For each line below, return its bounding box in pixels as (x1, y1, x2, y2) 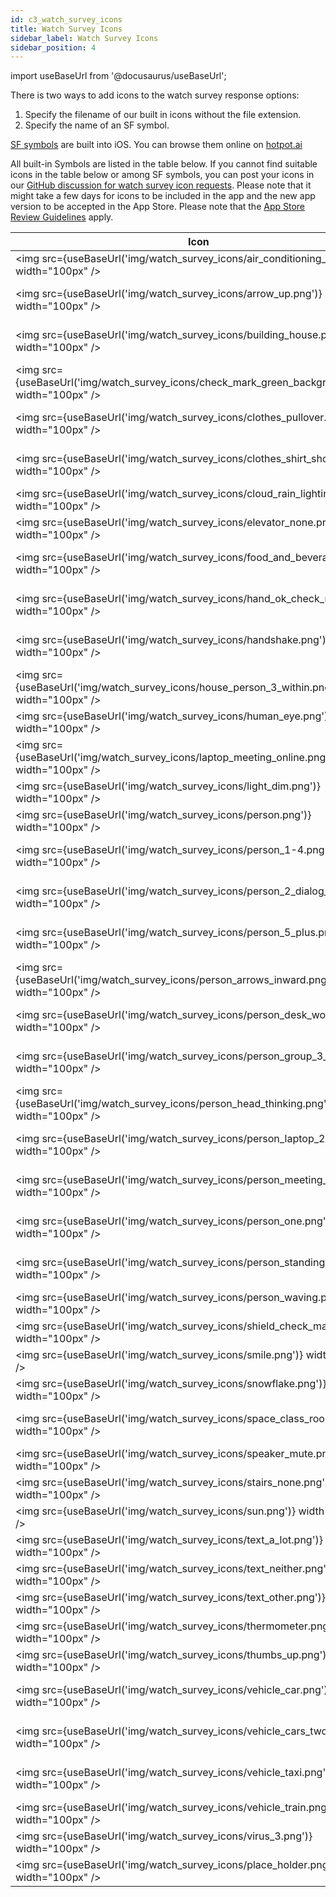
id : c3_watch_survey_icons (10, 14, 123, 25)
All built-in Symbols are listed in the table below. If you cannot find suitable (10, 158, 318, 170)
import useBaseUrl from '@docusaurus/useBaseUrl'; (10, 70, 227, 82)
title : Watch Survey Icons (10, 24, 123, 34)
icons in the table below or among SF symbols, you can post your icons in (10, 169, 315, 181)
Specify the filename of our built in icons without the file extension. (24, 109, 302, 121)
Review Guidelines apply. (10, 211, 114, 223)
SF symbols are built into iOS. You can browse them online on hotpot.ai (10, 139, 303, 151)
